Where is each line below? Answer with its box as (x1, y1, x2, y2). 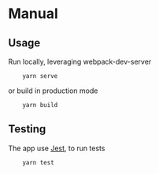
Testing (8, 123, 46, 136)
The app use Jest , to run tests (8, 143, 105, 153)
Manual (8, 5, 59, 23)
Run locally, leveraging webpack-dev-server (8, 57, 152, 66)
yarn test (22, 158, 55, 166)
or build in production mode (8, 86, 98, 95)
